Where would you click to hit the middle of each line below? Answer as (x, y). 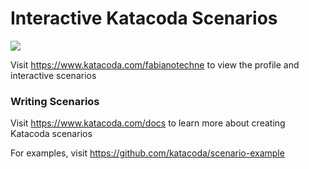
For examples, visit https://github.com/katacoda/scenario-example (147, 153)
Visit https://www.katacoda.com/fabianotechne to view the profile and (155, 64)
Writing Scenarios (55, 101)
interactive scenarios (53, 75)
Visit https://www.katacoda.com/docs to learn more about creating (148, 123)
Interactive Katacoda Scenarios (144, 18)
